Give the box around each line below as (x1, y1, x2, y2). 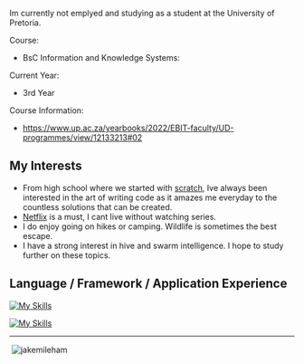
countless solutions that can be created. (22, 201, 173, 212)
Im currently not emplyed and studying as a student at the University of (9, 8, 275, 18)
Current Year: (9, 70, 60, 81)
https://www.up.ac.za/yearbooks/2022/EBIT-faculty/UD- (22, 122, 234, 133)
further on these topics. (22, 249, 111, 261)
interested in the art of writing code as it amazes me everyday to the (22, 192, 278, 203)
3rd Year (22, 88, 55, 98)
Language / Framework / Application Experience (9, 276, 288, 292)
